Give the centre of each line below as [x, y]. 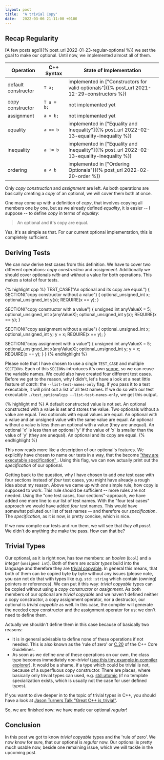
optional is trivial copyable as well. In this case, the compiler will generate [79, 604]
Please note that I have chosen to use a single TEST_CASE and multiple [74, 363]
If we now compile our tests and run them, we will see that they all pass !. [78, 526]
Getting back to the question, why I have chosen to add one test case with [80, 475]
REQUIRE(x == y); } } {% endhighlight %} [46, 354]
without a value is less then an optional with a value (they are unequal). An [80, 425]
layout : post [18, 10]
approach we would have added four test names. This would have [71, 506]
